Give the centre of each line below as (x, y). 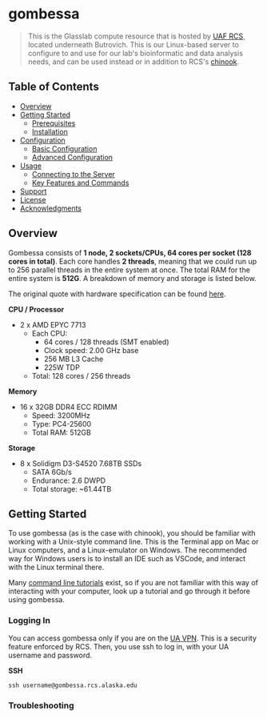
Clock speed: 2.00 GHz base (91, 350)
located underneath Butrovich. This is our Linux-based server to (133, 44)
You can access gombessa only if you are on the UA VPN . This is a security (133, 638)
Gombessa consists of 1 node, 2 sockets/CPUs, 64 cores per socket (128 (130, 252)
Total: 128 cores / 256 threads (81, 376)
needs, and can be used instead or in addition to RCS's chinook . (133, 62)
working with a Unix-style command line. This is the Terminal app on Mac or (133, 542)
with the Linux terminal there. (56, 567)
